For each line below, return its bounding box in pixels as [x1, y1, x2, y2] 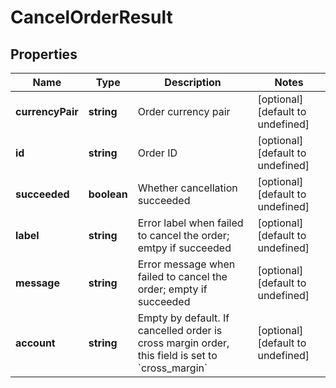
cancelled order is [137, 324, 223, 337]
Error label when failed [137, 216, 244, 230]
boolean [88, 187, 128, 201]
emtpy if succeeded [137, 241, 232, 255]
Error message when [137, 257, 236, 271]
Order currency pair [137, 105, 231, 118]
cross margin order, [137, 336, 230, 350]
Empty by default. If [137, 311, 230, 325]
